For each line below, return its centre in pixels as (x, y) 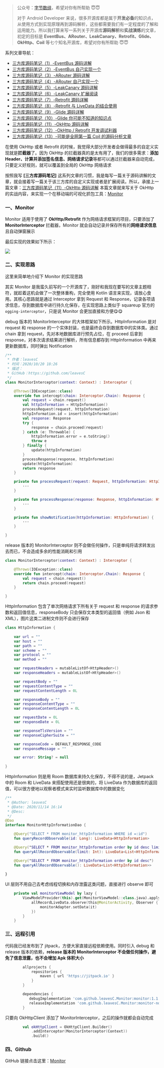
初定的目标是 (30, 36)
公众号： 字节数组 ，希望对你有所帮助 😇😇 (58, 8)
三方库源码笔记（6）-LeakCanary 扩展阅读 (55, 94)
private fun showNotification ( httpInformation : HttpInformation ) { (84, 517)
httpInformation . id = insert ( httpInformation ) (71, 414)
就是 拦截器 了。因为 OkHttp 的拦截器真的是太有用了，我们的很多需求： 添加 (84, 153)
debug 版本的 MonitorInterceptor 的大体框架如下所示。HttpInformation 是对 (81, 321)
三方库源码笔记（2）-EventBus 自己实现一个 (57, 69)
